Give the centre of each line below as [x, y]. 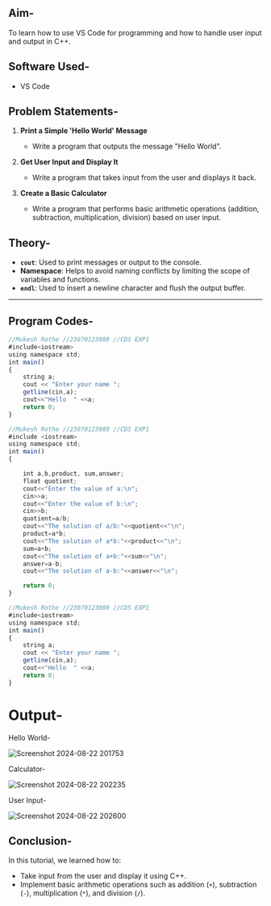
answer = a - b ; [43, 564]
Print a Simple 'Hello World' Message [83, 131]
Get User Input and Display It [69, 162]
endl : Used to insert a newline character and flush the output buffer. [133, 288]
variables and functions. [60, 280]
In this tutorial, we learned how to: [65, 860]
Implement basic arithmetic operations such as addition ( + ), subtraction [138, 885]
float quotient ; [50, 481]
